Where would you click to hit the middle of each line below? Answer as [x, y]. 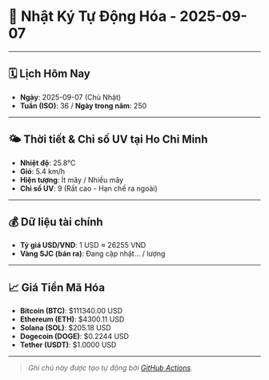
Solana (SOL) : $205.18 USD [65, 328]
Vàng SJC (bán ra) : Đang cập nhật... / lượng [92, 254]
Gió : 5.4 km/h [42, 171]
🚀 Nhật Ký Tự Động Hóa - [92, 16]
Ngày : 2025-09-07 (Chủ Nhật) [70, 97]
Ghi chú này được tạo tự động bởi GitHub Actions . [110, 368]
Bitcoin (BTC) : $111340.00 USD [71, 311]
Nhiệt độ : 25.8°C [48, 163]
